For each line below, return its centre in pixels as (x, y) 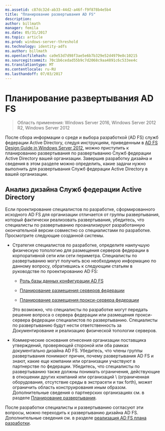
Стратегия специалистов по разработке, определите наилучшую (81, 245)
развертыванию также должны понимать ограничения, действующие (86, 371)
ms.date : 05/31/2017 (26, 33)
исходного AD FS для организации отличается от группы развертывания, (82, 214)
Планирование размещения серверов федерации (72, 290)
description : (18, 19)
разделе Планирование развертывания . (54, 397)
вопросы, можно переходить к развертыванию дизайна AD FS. (72, 412)
